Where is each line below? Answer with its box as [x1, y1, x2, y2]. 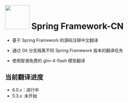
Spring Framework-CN [31, 21, 124, 32]
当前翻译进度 [5, 73, 44, 81]
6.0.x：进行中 [12, 87, 39, 92]
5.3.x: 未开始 [12, 93, 37, 99]
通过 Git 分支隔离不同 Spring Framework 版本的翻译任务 [12, 47, 124, 53]
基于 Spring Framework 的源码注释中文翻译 [12, 37, 98, 43]
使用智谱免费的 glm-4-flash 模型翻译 [12, 58, 85, 64]
